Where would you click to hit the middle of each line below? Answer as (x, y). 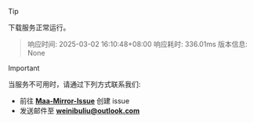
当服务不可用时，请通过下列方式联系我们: (74, 84)
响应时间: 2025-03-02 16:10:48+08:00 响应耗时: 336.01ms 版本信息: (138, 44)
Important (24, 68)
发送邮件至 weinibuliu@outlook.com (79, 110)
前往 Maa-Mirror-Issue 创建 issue (74, 101)
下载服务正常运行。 (39, 27)
